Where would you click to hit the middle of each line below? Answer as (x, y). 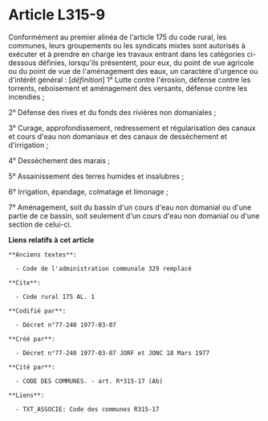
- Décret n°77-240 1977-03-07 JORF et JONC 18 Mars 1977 (113, 353)
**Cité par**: (32, 367)
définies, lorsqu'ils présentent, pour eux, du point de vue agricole (146, 63)
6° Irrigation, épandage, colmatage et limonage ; (88, 191)
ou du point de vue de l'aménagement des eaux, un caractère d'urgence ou (133, 71)
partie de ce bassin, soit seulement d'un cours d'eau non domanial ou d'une (134, 215)
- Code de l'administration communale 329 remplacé (104, 268)
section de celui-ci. (40, 224)
